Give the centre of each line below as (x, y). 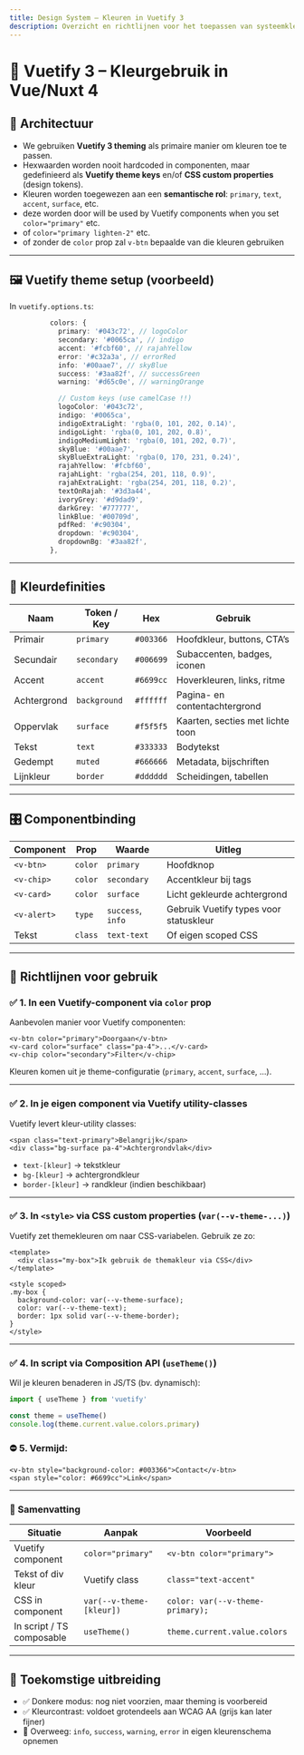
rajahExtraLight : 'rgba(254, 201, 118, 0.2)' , (147, 483)
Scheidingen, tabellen (222, 776)
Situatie (44, 1533)
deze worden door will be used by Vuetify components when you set (151, 213)
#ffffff (152, 700)
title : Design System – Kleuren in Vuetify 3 (96, 18)
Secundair (36, 659)
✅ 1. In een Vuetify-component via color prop (110, 1002)
